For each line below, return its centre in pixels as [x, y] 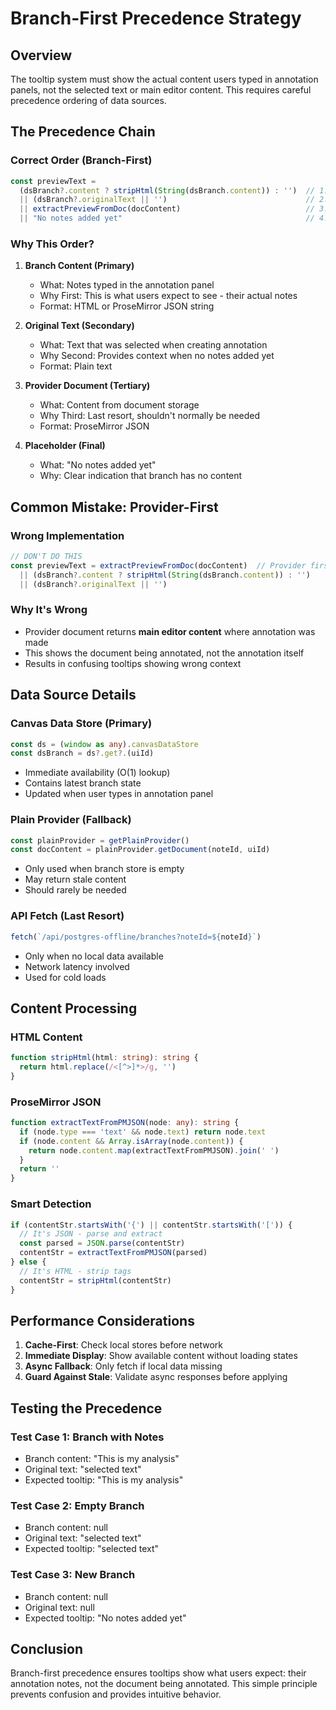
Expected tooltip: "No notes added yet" [105, 1618]
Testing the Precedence [86, 1408]
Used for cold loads [65, 977]
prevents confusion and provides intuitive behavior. [116, 1694]
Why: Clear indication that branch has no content [141, 476]
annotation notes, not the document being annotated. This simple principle [164, 1684]
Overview [41, 55]
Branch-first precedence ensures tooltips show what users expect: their [158, 1673]
